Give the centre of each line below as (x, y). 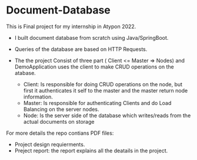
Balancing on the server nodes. (61, 109)
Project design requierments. (50, 144)
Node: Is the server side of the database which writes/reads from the (107, 115)
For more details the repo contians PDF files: (60, 133)
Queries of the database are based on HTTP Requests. (81, 49)
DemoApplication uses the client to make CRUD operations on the (94, 67)
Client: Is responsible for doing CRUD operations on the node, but (103, 84)
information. (38, 97)
